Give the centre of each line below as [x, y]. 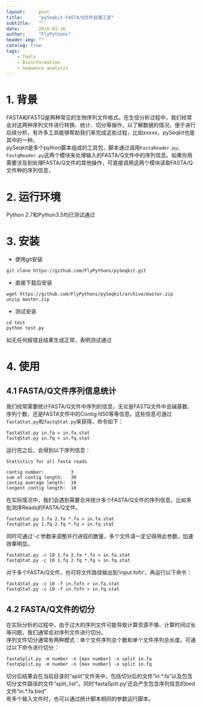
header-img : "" [25, 40]
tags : [13, 51]
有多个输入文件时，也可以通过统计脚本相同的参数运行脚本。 [80, 699]
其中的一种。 [22, 140]
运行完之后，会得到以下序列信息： [48, 450]
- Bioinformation [39, 62]
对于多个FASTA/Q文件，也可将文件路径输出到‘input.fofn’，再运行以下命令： [99, 572]
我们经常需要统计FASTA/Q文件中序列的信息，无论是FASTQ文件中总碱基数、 [99, 407]
